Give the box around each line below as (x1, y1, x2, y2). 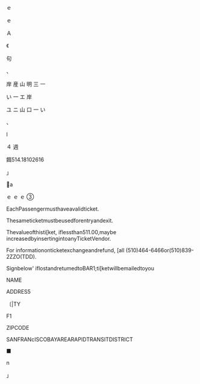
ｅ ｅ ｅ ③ (6, 193, 34, 200)
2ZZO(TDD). (6, 253, 37, 260)
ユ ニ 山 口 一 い (6, 106, 46, 113)
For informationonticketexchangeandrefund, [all (6, 247, 125, 253)
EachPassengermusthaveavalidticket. (6, 205, 99, 212)
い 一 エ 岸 (6, 93, 32, 100)
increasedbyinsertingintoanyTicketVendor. (6, 235, 111, 242)
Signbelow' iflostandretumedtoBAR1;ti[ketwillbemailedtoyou (6, 265, 155, 271)
